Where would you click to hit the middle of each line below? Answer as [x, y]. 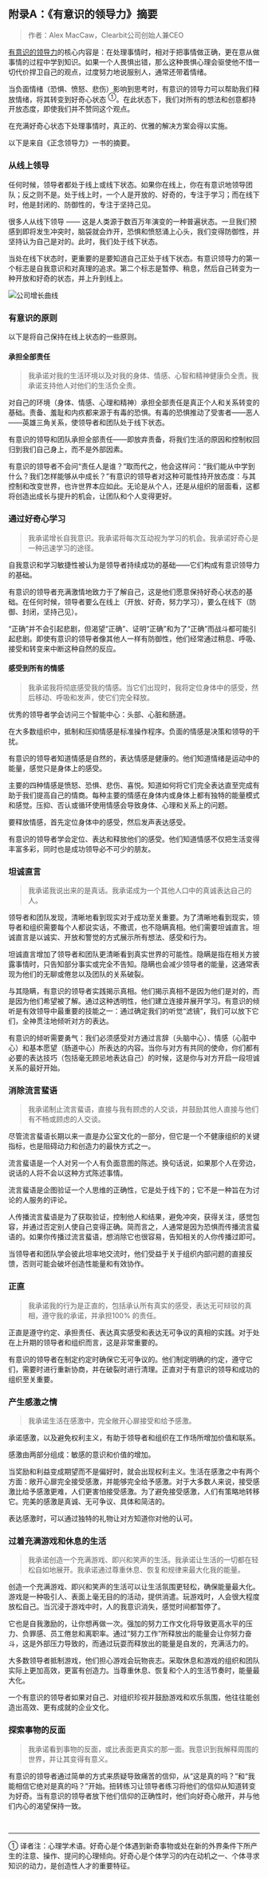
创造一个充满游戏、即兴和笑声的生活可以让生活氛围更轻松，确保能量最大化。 [134, 1587]
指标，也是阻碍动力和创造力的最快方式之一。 [82, 1146]
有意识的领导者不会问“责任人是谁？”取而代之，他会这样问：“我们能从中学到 [132, 467]
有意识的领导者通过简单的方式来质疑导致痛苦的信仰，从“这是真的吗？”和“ [128, 1776]
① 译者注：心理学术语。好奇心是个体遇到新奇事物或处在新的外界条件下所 [130, 1845]
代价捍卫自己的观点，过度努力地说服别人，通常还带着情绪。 [113, 72]
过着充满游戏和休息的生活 [57, 1541]
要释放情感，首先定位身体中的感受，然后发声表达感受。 [99, 822]
